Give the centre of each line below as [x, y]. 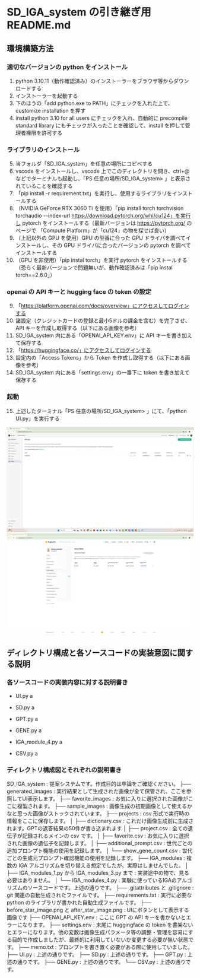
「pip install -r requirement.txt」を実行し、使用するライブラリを [94, 193]
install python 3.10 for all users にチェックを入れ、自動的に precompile [101, 118]
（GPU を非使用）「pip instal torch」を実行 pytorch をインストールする [101, 260]
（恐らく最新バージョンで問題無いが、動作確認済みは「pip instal [94, 268]
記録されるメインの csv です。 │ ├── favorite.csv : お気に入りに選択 [106, 836]
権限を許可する [44, 133]
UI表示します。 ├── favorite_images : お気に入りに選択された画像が [105, 798]
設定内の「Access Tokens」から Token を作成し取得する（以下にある [100, 358]
